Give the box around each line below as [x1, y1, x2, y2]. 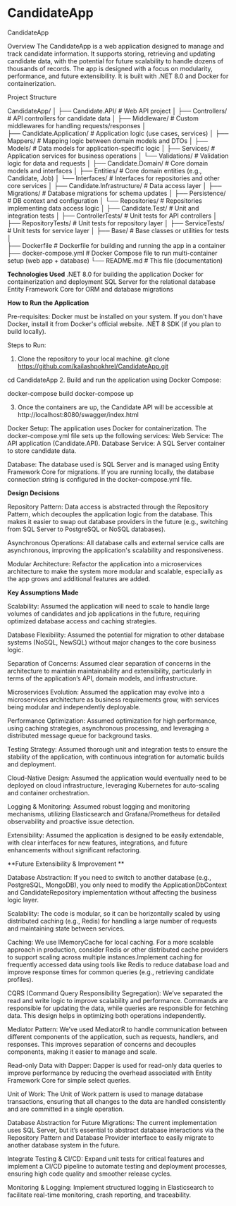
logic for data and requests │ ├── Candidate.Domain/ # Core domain [7, 158, 209, 167]
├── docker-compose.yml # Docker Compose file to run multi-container [7, 249, 218, 257]
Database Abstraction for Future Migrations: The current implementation [7, 1118, 217, 1126]
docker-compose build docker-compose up [7, 389, 134, 397]
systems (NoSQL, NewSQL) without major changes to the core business [7, 638, 216, 646]
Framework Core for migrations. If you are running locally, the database [7, 467, 215, 476]
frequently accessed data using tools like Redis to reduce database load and [7, 960, 230, 969]
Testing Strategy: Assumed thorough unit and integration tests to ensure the [7, 745, 228, 753]
